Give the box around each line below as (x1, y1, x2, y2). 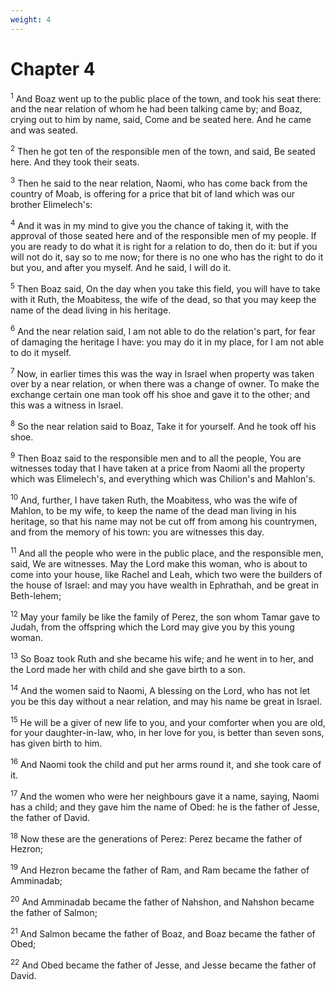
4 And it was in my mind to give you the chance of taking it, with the (10, 217, 289, 231)
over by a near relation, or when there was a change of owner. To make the (10, 378, 320, 390)
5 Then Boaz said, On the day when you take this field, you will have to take (10, 281, 321, 295)
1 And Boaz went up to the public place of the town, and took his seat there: (10, 91, 322, 105)
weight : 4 (10, 14, 52, 25)
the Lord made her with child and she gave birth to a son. (10, 664, 246, 676)
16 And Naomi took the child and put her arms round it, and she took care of (10, 757, 322, 771)
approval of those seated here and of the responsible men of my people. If (10, 230, 317, 242)
